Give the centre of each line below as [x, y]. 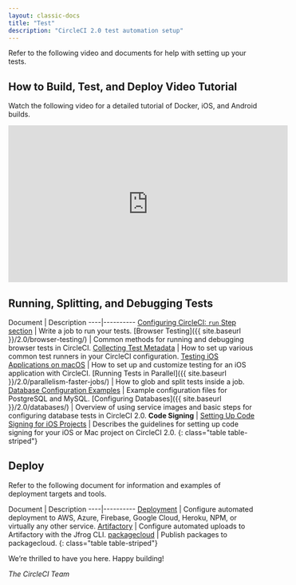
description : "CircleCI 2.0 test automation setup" [96, 30]
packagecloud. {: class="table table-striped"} [83, 543]
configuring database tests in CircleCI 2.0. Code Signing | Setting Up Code [132, 416]
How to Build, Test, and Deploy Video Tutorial [123, 86]
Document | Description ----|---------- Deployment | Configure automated [131, 509]
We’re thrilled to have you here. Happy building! [87, 558]
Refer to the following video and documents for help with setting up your [127, 53]
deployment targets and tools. [57, 493]
